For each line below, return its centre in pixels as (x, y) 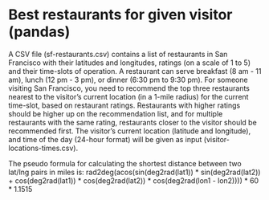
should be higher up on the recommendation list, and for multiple (116, 113)
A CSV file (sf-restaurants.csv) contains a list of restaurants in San (118, 54)
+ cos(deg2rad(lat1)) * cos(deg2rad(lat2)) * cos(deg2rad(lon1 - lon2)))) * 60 (134, 180)
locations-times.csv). (43, 148)
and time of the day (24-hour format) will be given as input (105, 139)
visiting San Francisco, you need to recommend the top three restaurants (129, 88)
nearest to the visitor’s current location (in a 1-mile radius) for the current (128, 96)
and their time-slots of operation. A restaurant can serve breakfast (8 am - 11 (135, 71)
